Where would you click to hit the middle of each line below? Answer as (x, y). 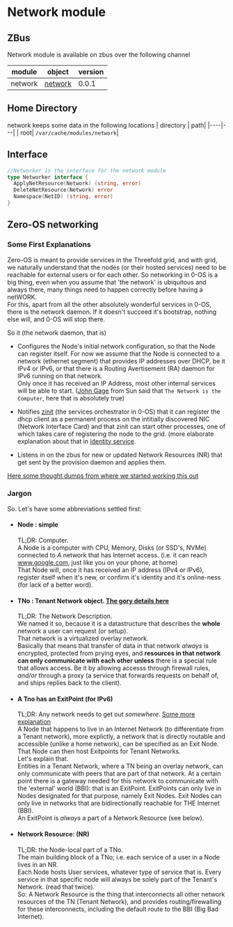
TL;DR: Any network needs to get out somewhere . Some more (106, 714)
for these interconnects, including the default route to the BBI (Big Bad (118, 909)
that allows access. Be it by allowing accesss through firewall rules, (114, 668)
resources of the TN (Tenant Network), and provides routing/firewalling (119, 901)
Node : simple (38, 525)
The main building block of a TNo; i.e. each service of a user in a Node (119, 857)
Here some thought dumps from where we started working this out (103, 476)
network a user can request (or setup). (73, 631)
